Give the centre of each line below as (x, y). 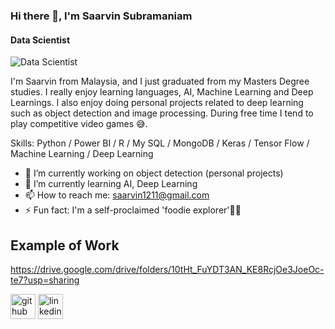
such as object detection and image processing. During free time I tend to (162, 113)
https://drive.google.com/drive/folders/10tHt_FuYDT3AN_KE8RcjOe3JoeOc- (167, 269)
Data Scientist (40, 40)
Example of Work (65, 245)
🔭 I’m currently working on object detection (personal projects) (154, 173)
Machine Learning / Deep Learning (82, 154)
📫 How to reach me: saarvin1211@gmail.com (117, 195)
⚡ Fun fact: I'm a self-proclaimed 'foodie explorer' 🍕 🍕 (133, 210)
